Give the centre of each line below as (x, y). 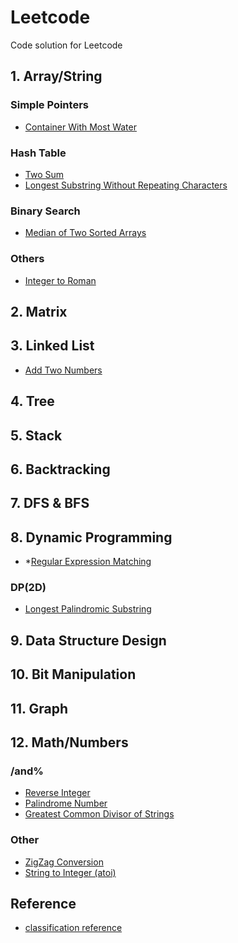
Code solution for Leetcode (66, 45)
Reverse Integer (57, 793)
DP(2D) (28, 588)
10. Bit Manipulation (73, 674)
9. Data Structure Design (88, 640)
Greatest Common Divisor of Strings (99, 814)
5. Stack (36, 435)
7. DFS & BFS (50, 503)
